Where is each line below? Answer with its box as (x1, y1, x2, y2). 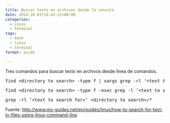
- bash (10, 36, 24, 41)
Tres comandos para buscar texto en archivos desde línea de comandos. (5, 68, 157, 74)
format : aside (5, 50, 35, 55)
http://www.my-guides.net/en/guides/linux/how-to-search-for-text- (22, 106, 163, 112)
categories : (5, 17, 30, 22)
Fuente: (5, 106, 21, 112)
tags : (5, 31, 17, 36)
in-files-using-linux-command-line (5, 112, 77, 118)
